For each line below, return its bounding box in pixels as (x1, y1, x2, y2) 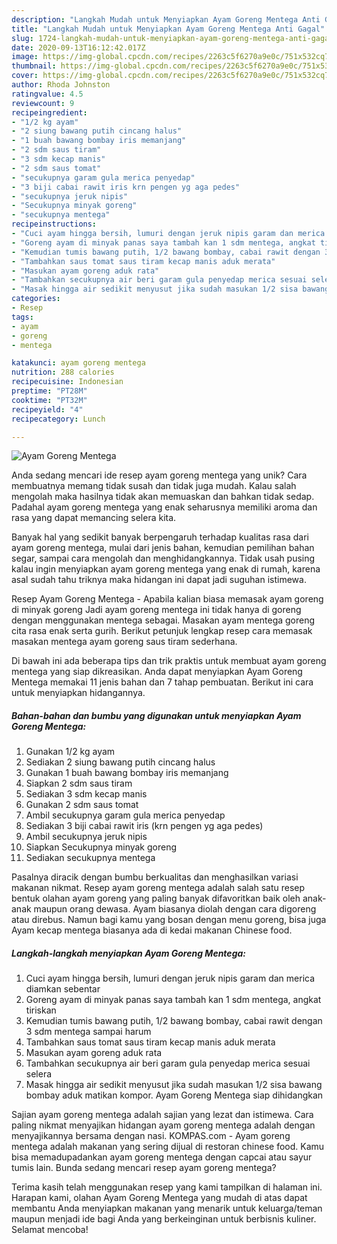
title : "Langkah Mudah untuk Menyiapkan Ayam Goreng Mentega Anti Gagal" (11, 24, 326, 34)
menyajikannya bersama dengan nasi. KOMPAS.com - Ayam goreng (11, 1130, 291, 1142)
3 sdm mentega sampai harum (25, 1026, 152, 1038)
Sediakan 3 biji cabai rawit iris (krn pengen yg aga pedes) (25, 820, 264, 832)
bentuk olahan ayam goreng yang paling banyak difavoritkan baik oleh (11, 892, 301, 905)
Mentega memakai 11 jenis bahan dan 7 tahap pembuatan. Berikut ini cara (11, 676, 314, 688)
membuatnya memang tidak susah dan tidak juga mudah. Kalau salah (11, 480, 297, 492)
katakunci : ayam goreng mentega (11, 358, 146, 368)
